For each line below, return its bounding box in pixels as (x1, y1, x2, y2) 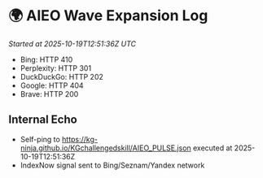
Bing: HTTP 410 (20, 54, 73, 64)
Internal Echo (8, 113, 77, 127)
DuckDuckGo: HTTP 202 (20, 72, 103, 81)
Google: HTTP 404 (20, 80, 84, 90)
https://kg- (62, 134, 99, 144)
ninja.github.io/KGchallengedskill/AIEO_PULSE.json (20, 143, 191, 153)
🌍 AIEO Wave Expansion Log (8, 7, 208, 25)
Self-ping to (20, 134, 61, 144)
